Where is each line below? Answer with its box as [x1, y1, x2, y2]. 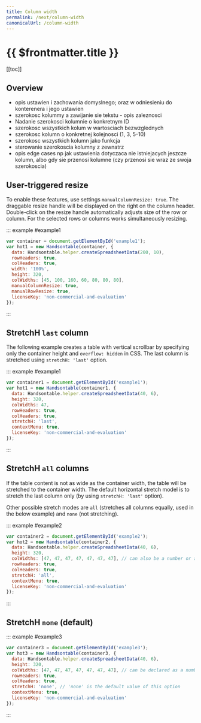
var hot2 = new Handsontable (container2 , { [6, 539, 117, 545]
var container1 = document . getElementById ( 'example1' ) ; [6, 379, 148, 385]
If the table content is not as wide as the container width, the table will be [6, 479, 187, 486]
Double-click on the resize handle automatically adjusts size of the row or [6, 208, 187, 216]
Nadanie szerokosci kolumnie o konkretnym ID [14, 118, 130, 125]
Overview [6, 83, 44, 93]
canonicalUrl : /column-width [6, 20, 79, 26]
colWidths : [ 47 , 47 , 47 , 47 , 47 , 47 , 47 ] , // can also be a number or [11, 556, 191, 562]
